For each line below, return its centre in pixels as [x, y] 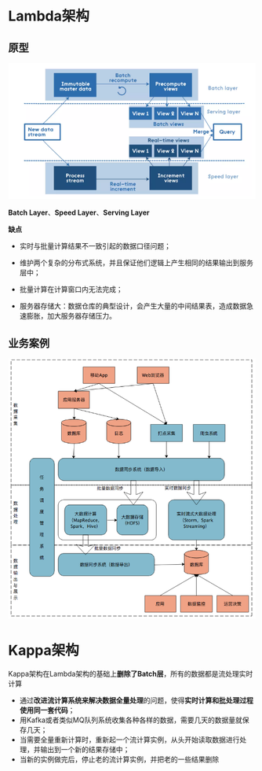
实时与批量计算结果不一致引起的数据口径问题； [95, 246]
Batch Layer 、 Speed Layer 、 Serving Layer [79, 212]
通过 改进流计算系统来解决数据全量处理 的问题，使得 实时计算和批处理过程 [136, 700]
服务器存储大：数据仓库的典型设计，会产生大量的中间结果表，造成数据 [133, 306]
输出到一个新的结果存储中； [85, 750]
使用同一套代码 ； [47, 710]
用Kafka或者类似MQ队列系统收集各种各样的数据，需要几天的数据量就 [131, 720]
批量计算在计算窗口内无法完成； [71, 290]
